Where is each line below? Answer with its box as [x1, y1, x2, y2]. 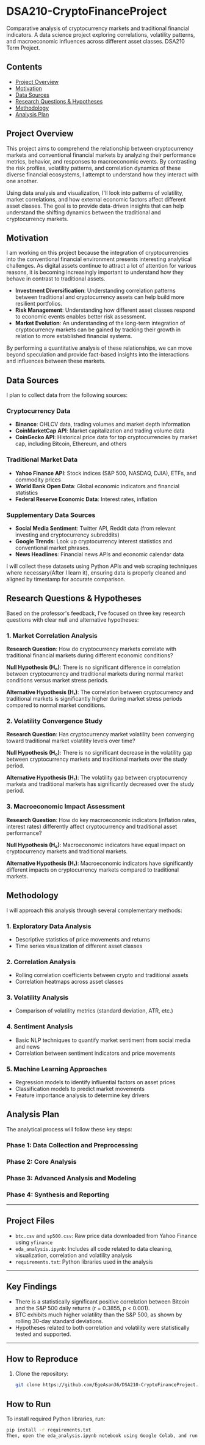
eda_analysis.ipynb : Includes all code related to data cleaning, [15, 1245, 173, 1252]
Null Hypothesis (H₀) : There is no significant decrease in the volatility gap [6, 749, 193, 756]
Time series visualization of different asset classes [15, 942, 143, 949]
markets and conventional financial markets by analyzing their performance [6, 151, 196, 159]
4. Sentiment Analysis [6, 1022, 73, 1031]
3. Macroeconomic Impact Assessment [6, 802, 125, 811]
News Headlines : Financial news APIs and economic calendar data [15, 551, 184, 558]
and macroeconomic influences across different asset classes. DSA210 [6, 37, 185, 45]
